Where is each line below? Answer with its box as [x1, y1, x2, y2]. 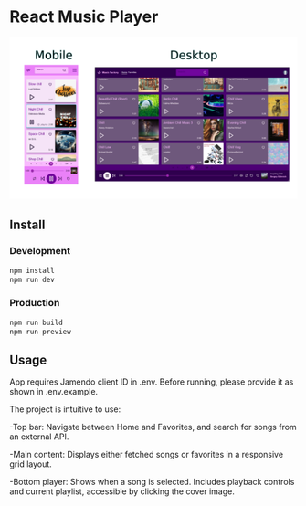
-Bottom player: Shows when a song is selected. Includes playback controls [9, 477, 295, 488]
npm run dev [9, 276, 55, 285]
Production [9, 297, 60, 310]
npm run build [9, 318, 64, 328]
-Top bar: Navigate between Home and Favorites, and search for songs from [9, 422, 297, 433]
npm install [9, 267, 55, 276]
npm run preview [9, 327, 71, 337]
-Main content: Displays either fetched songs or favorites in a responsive [9, 449, 284, 460]
